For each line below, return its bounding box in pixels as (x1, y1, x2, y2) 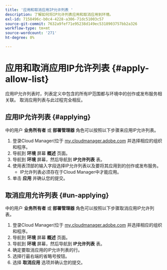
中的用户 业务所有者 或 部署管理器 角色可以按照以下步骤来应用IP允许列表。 (5, 127, 159, 133)
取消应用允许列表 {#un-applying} (5, 191, 109, 200)
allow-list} (5, 73, 49, 85)
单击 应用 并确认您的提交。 (12, 175, 68, 181)
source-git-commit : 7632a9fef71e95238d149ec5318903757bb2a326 (5, 21, 137, 26)
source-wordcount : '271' (5, 30, 57, 35)
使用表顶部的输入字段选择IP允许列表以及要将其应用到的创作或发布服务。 (12, 163, 161, 169)
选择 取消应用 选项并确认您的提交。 (12, 260, 85, 266)
